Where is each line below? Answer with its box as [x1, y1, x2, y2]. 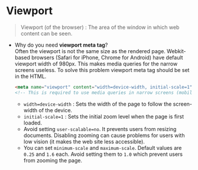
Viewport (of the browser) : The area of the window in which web [20, 24, 180, 31]
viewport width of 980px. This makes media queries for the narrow [14, 60, 178, 67]
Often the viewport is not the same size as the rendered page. [14, 47, 165, 54]
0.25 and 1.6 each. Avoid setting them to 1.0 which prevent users [23, 151, 183, 158]
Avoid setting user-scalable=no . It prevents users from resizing [23, 125, 177, 132]
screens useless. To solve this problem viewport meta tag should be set [14, 66, 190, 73]
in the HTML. [14, 73, 47, 80]
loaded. [23, 119, 43, 126]
